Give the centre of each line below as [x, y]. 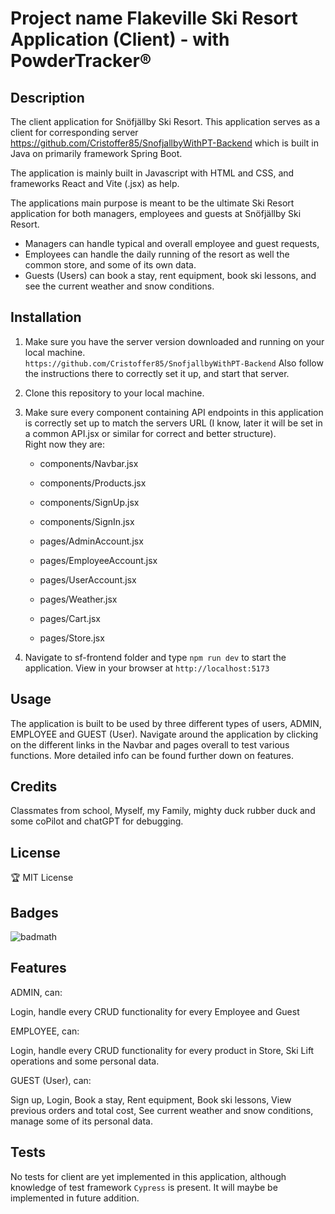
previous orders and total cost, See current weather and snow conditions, [162, 1110]
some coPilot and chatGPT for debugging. [97, 821]
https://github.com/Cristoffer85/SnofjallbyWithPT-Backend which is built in [164, 143]
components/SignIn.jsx [87, 521]
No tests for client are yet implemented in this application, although [148, 1176]
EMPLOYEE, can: [45, 1031]
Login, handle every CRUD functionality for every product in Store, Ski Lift [162, 1050]
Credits [34, 787]
